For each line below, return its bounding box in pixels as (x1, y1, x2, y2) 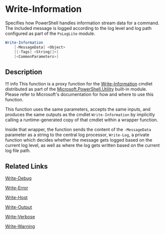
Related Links (5, 162, 48, 170)
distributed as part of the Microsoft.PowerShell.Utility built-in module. (5, 86, 148, 92)
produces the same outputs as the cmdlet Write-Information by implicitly (5, 112, 155, 118)
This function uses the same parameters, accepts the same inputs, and (5, 106, 151, 112)
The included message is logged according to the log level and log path (5, 25, 152, 31)
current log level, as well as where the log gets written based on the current (5, 143, 160, 149)
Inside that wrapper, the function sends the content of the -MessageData (5, 127, 152, 133)
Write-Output (5, 204, 32, 210)
